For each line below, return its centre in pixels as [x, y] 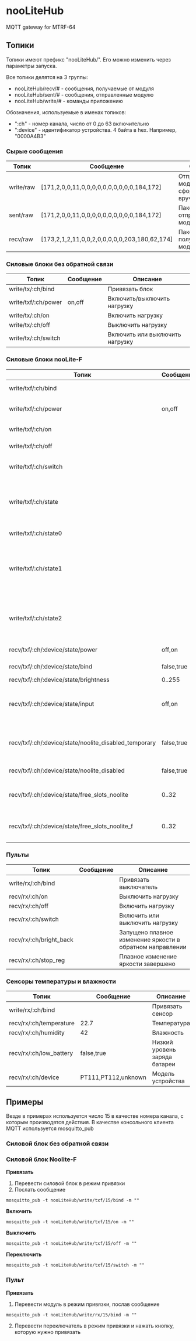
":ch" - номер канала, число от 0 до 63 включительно [82, 124]
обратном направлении [153, 947]
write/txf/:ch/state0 [36, 533]
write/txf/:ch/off [31, 446]
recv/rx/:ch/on [29, 896]
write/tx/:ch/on [29, 316]
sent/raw [21, 215]
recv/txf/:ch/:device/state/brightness [59, 680]
